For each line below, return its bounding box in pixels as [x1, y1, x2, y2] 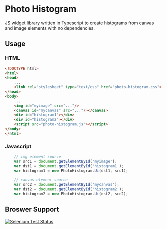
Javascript [5, 143, 32, 150]
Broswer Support [5, 205, 60, 214]
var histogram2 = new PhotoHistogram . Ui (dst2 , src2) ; [14, 191, 128, 197]
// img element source [14, 154, 61, 159]
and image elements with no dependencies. [5, 25, 95, 31]
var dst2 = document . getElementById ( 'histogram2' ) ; [14, 187, 124, 192]
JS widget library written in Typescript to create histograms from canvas [5, 20, 154, 26]
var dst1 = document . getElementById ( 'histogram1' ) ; [14, 163, 124, 168]
